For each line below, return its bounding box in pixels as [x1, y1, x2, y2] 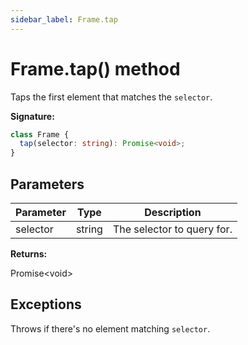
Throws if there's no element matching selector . [10, 322, 211, 335]
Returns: [10, 248, 48, 260]
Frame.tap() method [10, 57, 181, 80]
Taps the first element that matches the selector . [10, 91, 213, 103]
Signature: [10, 110, 55, 122]
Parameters [10, 176, 85, 193]
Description [144, 206, 202, 219]
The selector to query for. [112, 222, 233, 236]
